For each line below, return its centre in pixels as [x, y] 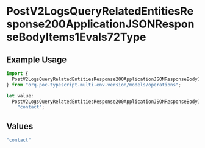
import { [17, 74]
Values [20, 126]
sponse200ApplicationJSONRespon [100, 24]
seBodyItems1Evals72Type [76, 37]
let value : [20, 96]
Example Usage [37, 59]
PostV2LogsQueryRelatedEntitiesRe [100, 11]
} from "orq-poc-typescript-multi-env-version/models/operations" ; [94, 85]
